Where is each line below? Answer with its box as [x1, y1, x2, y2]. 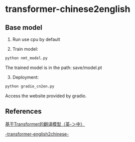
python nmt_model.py [5, 56, 48, 61]
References [5, 107, 42, 116]
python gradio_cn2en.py [5, 83, 55, 89]
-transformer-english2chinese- [5, 131, 69, 137]
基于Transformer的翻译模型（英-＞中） [5, 121, 85, 127]
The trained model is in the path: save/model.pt [5, 65, 102, 71]
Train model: [12, 46, 38, 52]
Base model [5, 23, 42, 32]
